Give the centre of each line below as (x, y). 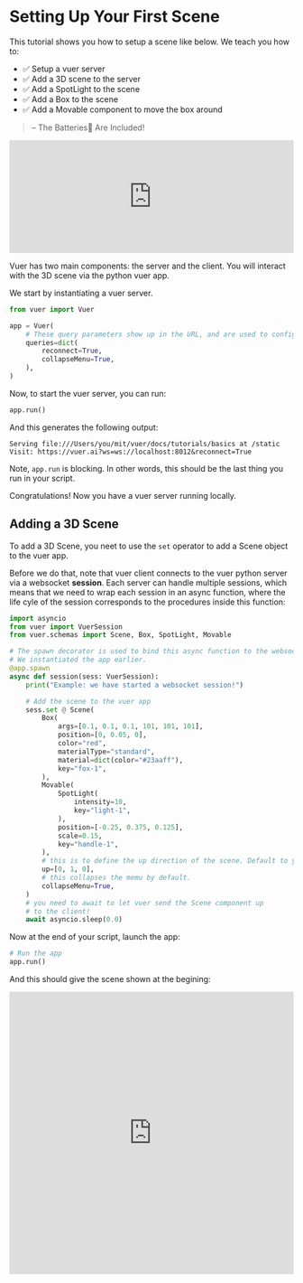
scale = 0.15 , (80, 836)
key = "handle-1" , (88, 844)
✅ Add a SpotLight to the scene (81, 89)
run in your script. (42, 478)
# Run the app (36, 954)
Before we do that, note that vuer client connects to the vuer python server (148, 573)
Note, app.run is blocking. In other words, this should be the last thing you (147, 468)
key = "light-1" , (102, 810)
